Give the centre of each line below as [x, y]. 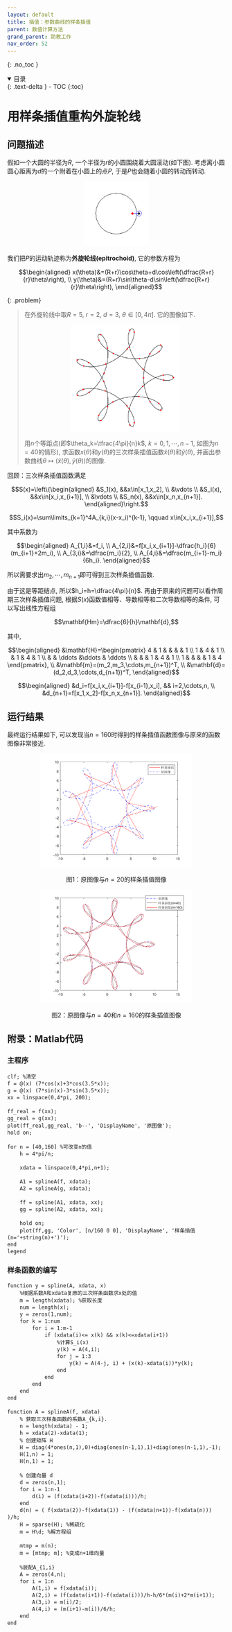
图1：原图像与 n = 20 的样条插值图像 [116, 879]
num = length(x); [45, 1307]
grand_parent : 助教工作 [39, 37]
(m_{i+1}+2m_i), [33, 553]
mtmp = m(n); [38, 1546]
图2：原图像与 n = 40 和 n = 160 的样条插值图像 [116, 1015]
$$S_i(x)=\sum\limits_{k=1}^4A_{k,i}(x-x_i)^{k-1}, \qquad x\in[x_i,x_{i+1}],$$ [116, 517]
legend [17, 1251]
